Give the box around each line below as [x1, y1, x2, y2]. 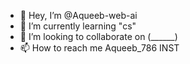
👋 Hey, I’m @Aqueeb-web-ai [19, 10, 138, 21]
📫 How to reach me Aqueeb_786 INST [19, 42, 180, 54]
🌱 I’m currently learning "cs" [19, 20, 137, 32]
